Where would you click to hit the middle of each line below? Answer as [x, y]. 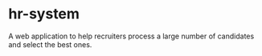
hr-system [44, 14]
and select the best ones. [50, 44]
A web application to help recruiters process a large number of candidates [131, 36]
